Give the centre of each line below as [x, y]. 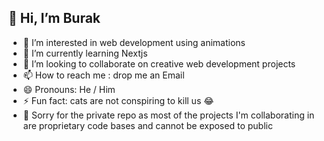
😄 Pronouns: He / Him [69, 89]
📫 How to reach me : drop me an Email [103, 75]
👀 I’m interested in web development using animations [134, 42]
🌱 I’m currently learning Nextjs [85, 53]
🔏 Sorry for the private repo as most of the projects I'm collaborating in [168, 115]
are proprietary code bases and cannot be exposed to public [147, 125]
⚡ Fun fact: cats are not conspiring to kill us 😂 [118, 100]
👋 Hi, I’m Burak [54, 18]
